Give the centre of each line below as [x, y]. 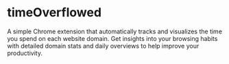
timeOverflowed [54, 13]
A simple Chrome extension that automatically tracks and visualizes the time [115, 31]
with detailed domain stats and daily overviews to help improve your [103, 46]
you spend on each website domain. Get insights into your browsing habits [112, 38]
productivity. [25, 53]
